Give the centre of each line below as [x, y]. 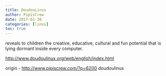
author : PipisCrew [25, 15]
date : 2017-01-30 [24, 19]
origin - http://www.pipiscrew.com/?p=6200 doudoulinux [65, 68]
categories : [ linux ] [27, 24]
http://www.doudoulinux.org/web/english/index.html [60, 58]
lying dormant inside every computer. [44, 49]
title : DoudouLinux [26, 10]
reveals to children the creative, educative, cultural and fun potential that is [83, 43]
